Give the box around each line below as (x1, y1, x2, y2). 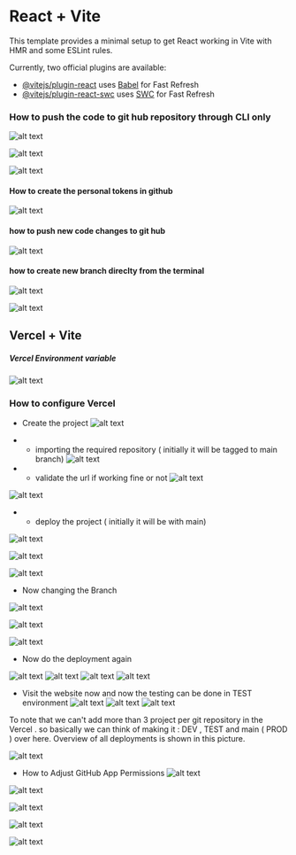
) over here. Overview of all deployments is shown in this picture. (9, 733, 246, 743)
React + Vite (9, 6, 102, 27)
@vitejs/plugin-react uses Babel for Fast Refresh (21, 79, 200, 89)
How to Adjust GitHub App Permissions (21, 767, 165, 778)
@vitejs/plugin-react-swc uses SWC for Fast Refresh (21, 89, 215, 99)
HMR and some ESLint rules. (9, 44, 113, 55)
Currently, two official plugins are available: (9, 62, 167, 73)
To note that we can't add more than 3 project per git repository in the (9, 714, 263, 725)
